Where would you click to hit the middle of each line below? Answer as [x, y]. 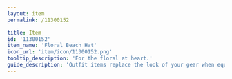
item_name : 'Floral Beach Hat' [52, 46]
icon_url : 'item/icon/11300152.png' [60, 52]
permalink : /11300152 [38, 20]
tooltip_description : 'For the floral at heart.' [80, 59]
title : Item [24, 33]
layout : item [26, 14]
